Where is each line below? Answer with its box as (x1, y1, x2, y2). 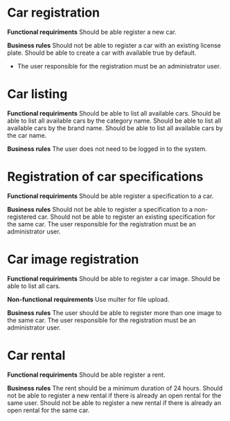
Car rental (7, 348, 66, 363)
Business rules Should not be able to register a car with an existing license (7, 41, 222, 49)
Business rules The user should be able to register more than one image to (7, 308, 222, 316)
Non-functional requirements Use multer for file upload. (7, 295, 170, 303)
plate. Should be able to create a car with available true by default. (7, 48, 197, 57)
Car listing (7, 87, 68, 102)
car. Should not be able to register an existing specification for (37, 213, 216, 221)
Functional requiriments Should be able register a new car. (7, 28, 177, 36)
